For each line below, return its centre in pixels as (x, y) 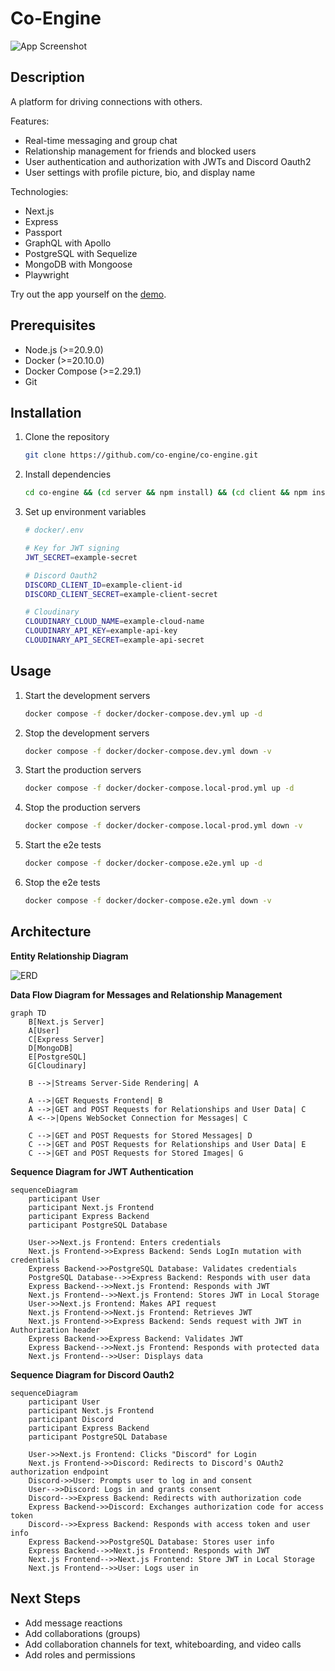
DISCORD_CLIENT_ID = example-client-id (103, 585)
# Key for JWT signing (72, 548)
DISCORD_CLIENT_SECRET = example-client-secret (121, 594)
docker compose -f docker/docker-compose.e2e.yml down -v (148, 901)
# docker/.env (54, 530)
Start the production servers (83, 770)
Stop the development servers (87, 733)
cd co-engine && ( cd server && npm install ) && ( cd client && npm (166, 493)
